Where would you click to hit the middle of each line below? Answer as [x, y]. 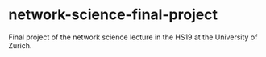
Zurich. [20, 45]
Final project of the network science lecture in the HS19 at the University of [133, 37]
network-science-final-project [113, 15]
